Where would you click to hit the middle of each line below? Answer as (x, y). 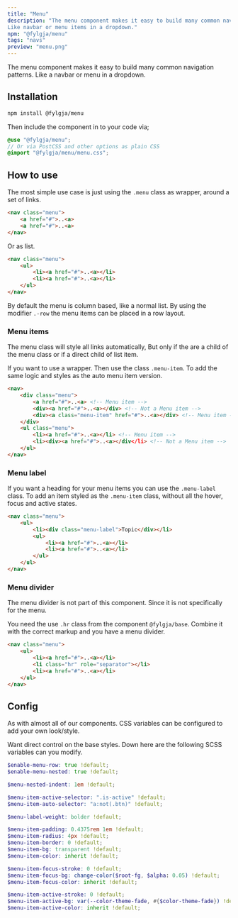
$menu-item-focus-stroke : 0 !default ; (64, 869)
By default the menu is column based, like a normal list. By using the (107, 305)
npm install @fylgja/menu (45, 113)
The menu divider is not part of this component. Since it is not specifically (115, 603)
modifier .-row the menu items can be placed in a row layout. (96, 313)
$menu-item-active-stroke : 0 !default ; (66, 895)
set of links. (24, 200)
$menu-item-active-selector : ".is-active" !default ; (87, 797)
